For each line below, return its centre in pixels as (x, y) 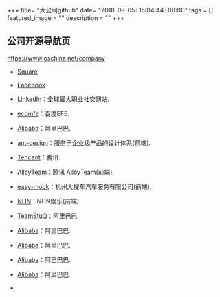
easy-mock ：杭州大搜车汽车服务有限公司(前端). (84, 186)
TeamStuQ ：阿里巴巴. (48, 216)
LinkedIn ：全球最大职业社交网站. (63, 99)
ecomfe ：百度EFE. (43, 113)
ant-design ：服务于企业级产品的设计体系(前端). (84, 142)
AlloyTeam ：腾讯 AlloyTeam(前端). (66, 172)
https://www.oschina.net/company (56, 58)
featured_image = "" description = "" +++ (66, 18)
